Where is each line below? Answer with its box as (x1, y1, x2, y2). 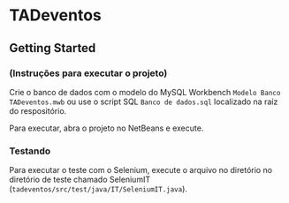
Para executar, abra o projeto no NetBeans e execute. (9, 123, 204, 133)
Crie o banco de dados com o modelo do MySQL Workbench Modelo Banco (9, 86, 281, 97)
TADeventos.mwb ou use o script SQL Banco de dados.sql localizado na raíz (9, 96, 278, 107)
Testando (9, 145, 51, 157)
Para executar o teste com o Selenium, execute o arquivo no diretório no (9, 165, 272, 176)
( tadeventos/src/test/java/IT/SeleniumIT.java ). (9, 184, 188, 194)
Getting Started (9, 41, 96, 56)
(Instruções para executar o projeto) (9, 67, 168, 79)
